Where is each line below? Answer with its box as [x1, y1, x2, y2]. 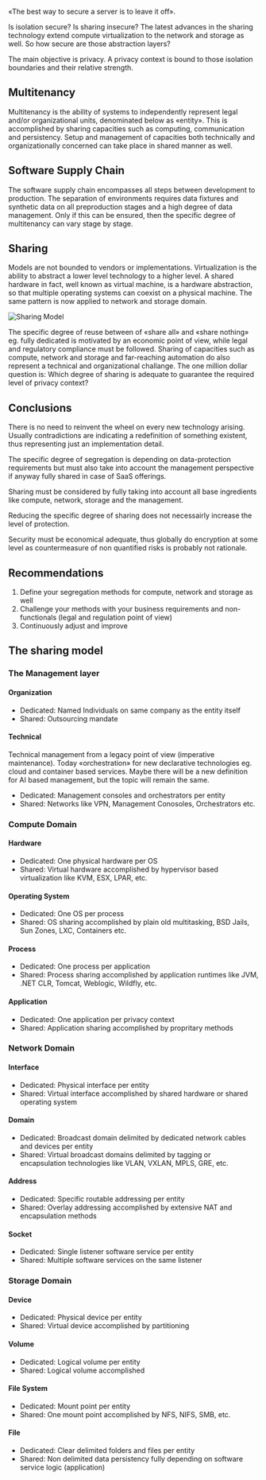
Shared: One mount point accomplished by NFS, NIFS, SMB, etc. [19, 1409, 231, 1419]
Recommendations [8, 566, 104, 580]
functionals [19, 612, 57, 623]
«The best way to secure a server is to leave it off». [8, 7, 176, 16]
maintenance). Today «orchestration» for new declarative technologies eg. [8, 758, 253, 767]
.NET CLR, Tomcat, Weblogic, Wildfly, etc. [19, 978, 157, 989]
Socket [8, 1229, 33, 1239]
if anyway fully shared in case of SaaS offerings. [8, 472, 167, 481]
